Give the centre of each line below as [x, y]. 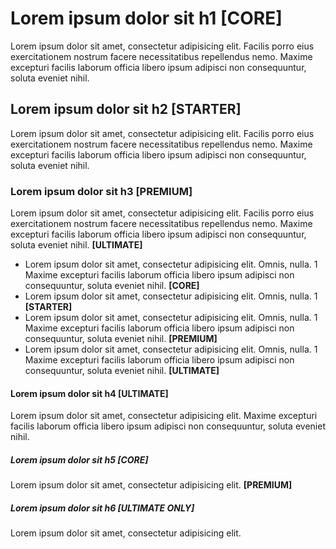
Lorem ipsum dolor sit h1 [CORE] [146, 18]
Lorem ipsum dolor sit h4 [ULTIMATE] [89, 393]
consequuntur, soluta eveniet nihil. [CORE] [112, 286]
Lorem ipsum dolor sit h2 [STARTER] [126, 109]
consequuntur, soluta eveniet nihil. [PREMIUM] [121, 339]
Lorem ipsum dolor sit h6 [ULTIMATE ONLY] [102, 508]
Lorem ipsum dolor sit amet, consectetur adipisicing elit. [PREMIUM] [151, 485]
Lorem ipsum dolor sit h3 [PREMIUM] [101, 191]
